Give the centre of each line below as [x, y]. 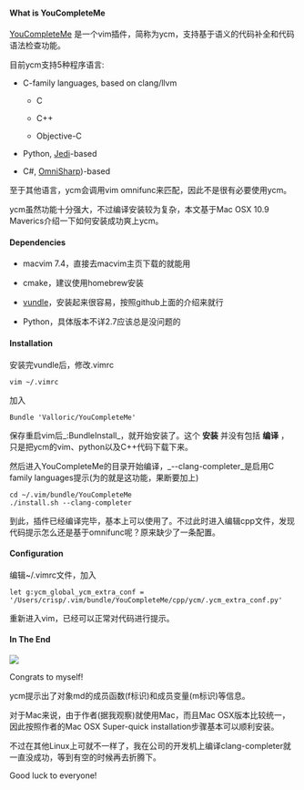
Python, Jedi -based [60, 154]
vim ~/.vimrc [34, 382]
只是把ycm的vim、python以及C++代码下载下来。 [101, 446]
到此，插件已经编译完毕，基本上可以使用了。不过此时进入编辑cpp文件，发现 [152, 520]
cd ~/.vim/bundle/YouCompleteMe [71, 495]
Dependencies [38, 242]
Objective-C [59, 136]
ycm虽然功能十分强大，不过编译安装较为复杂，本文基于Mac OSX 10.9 [140, 210]
